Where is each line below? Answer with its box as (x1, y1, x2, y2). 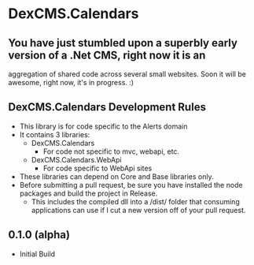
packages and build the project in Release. (19, 188, 158, 198)
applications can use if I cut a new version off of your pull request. (31, 205, 246, 215)
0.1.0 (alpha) (8, 228, 71, 241)
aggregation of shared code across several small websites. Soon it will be (8, 69, 246, 79)
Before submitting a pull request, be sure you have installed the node (19, 180, 243, 189)
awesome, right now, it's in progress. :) (8, 78, 134, 87)
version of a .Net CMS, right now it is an (8, 48, 206, 62)
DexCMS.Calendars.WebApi (31, 155, 122, 164)
